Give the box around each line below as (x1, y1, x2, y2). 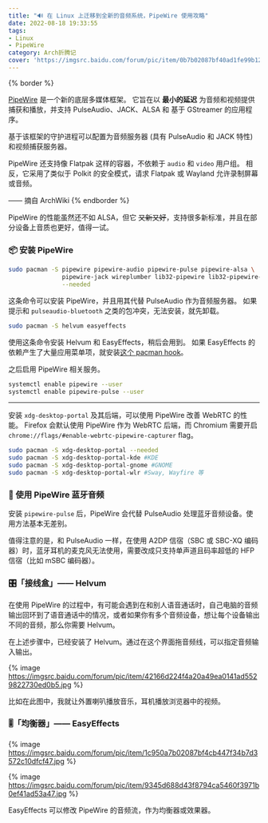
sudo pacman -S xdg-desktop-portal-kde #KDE (8, 454, 159, 462)
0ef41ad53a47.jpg (8, 789, 67, 798)
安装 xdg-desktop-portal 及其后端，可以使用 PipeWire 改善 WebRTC (8, 411, 231, 420)
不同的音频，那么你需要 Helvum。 (8, 620, 120, 630)
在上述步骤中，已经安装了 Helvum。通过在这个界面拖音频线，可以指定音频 (8, 637, 253, 646)
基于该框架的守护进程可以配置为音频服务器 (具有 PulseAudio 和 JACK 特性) (8, 131, 254, 141)
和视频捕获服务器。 (8, 141, 72, 151)
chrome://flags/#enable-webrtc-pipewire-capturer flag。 (8, 431, 198, 440)
